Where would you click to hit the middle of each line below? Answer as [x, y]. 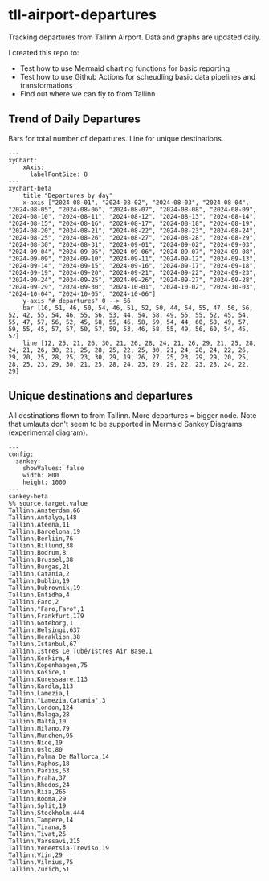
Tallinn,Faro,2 [34, 602]
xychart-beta [30, 188]
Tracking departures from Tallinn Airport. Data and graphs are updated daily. [135, 37]
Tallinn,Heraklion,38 [45, 637]
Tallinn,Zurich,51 [39, 869]
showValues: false [53, 468]
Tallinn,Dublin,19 [39, 580]
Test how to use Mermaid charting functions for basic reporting [125, 68]
